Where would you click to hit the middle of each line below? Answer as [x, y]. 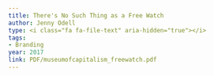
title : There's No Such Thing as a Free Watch [86, 15]
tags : [17, 38]
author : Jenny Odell [42, 23]
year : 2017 [26, 52]
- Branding [26, 45]
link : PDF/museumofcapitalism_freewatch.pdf [83, 60]
